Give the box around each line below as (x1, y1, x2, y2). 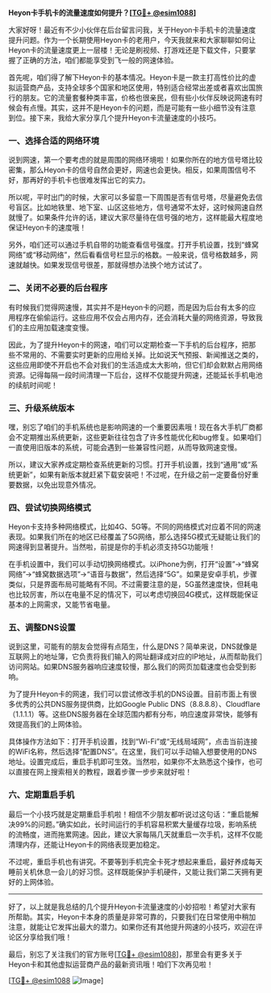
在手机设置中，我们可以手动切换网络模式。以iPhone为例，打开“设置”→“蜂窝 (8, 560, 260, 569)
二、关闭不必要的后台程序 (8, 282, 108, 294)
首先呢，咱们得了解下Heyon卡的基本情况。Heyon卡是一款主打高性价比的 (8, 73, 250, 82)
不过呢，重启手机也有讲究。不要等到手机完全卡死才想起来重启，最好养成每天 (8, 856, 263, 866)
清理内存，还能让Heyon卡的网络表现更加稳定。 (8, 839, 165, 849)
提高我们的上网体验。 (15, 720, 86, 729)
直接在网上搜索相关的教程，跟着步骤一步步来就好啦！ (15, 767, 192, 777)
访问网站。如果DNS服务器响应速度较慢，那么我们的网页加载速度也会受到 (8, 662, 250, 672)
